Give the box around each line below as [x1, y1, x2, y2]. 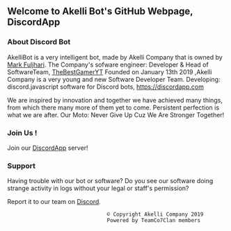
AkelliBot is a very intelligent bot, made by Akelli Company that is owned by [7, 53, 223, 61]
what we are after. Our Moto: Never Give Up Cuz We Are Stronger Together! [7, 110, 225, 119]
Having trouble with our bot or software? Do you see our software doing [7, 177, 214, 185]
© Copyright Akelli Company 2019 [106, 211, 204, 218]
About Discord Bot [7, 37, 71, 47]
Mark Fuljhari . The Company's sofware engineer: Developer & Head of [7, 60, 209, 69]
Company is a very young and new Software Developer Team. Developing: [7, 75, 221, 83]
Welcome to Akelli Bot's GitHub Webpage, [7, 6, 193, 17]
